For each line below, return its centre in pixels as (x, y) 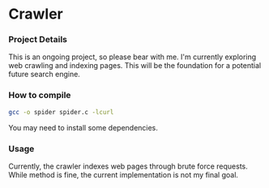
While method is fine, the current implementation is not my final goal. (124, 174)
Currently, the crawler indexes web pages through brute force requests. (128, 166)
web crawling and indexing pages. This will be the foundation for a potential (135, 66)
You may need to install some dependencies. (83, 127)
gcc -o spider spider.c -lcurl (61, 112)
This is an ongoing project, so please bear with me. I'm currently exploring (132, 57)
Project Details (38, 40)
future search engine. (45, 75)
